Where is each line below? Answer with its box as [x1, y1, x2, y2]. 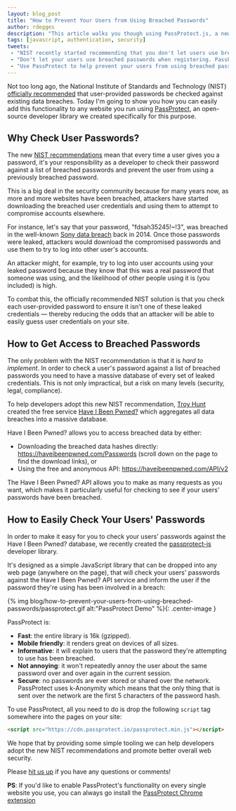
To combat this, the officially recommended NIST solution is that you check [7, 295, 225, 303]
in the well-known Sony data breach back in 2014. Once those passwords [7, 230, 221, 239]
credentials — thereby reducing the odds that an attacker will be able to [7, 310, 215, 319]
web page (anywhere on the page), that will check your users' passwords [7, 568, 220, 577]
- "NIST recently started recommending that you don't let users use [10, 50, 218, 57]
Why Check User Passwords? [7, 132, 140, 144]
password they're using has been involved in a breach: [7, 583, 166, 592]
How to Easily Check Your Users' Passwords [7, 513, 205, 525]
